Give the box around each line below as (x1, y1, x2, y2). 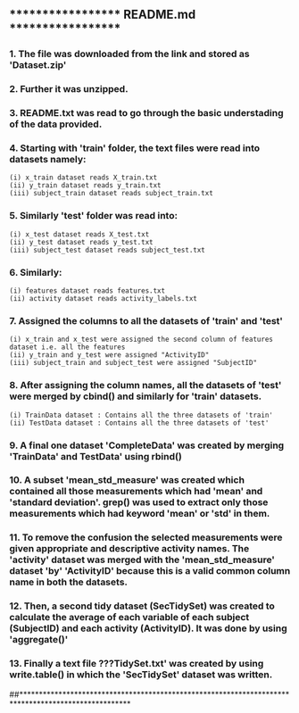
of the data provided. (9, 118, 103, 130)
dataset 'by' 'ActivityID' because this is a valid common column (9, 565, 291, 577)
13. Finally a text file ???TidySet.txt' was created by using (9, 658, 264, 670)
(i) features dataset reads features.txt (9, 286, 166, 295)
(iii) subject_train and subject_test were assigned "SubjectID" (9, 359, 257, 368)
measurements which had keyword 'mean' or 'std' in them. (9, 508, 270, 520)
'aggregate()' (9, 634, 69, 646)
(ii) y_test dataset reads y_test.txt (9, 237, 154, 246)
